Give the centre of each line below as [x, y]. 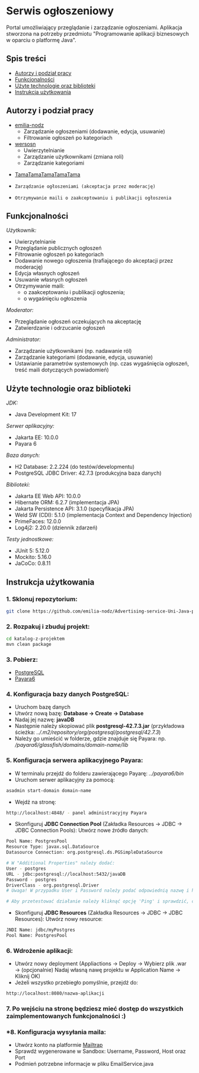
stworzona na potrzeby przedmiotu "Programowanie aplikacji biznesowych [98, 33]
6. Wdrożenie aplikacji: [40, 951]
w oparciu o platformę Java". [41, 40]
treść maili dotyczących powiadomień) [62, 370]
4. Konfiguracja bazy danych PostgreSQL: [68, 695]
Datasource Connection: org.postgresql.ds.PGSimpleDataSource [84, 853]
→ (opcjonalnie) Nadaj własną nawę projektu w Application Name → [97, 970]
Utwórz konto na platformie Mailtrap [59, 1045]
